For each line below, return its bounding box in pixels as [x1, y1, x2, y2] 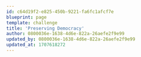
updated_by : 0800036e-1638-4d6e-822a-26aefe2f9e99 [6, 36, 136, 42]
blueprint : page [6, 14, 47, 20]
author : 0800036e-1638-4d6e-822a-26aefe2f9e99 [6, 31, 125, 37]
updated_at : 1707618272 [6, 42, 66, 48]
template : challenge [6, 20, 58, 26]
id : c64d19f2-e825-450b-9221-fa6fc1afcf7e [6, 8, 114, 15]
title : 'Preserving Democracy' [6, 25, 85, 31]
